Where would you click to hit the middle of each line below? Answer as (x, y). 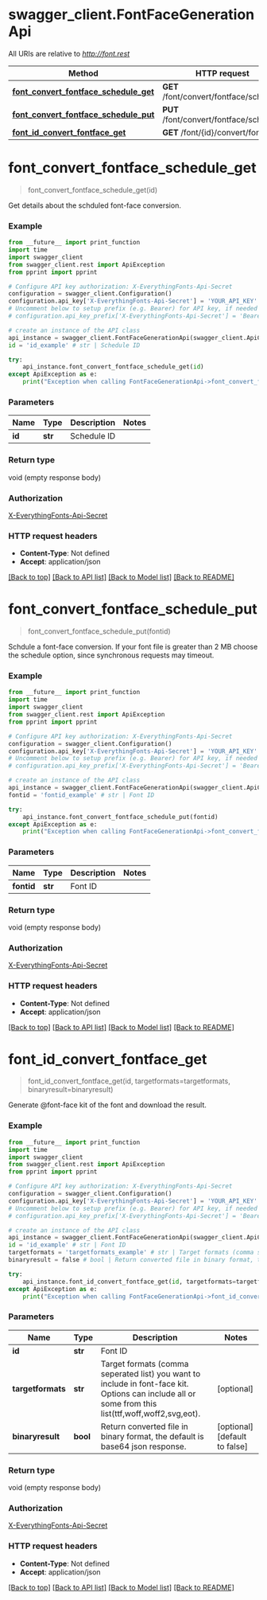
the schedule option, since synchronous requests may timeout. (111, 655)
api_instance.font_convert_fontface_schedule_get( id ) (113, 367)
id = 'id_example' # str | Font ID (67, 1245)
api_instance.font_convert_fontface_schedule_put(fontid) (120, 817)
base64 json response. (143, 1446)
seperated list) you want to (151, 1373)
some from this (129, 1403)
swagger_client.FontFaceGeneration (132, 15)
